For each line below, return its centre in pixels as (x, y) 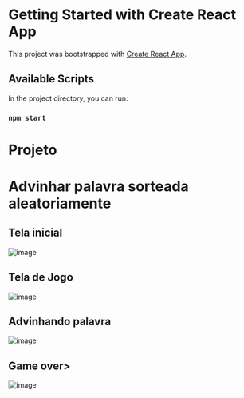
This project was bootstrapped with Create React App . (98, 54)
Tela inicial (35, 233)
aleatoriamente (60, 203)
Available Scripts (51, 79)
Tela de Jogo (41, 277)
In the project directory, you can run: (68, 98)
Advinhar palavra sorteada (98, 187)
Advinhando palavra (60, 322)
